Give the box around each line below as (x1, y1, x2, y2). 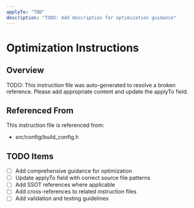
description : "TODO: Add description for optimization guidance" (6, 15, 176, 21)
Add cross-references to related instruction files (15, 188, 136, 195)
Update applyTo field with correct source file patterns (15, 174, 151, 182)
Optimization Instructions (6, 41, 140, 55)
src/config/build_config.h (15, 134, 79, 141)
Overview (6, 65, 45, 76)
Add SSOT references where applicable (15, 181, 115, 188)
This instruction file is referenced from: (6, 121, 105, 129)
